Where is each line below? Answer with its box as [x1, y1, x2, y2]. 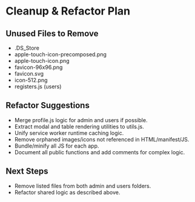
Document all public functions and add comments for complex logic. [14, 148, 185, 155]
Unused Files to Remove [5, 28, 99, 39]
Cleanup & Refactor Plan [5, 4, 131, 18]
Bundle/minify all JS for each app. [14, 142, 99, 149]
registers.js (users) [14, 83, 62, 90]
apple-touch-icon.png [14, 57, 70, 64]
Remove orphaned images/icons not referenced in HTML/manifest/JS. [14, 135, 190, 143]
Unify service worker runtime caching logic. [14, 129, 124, 137]
